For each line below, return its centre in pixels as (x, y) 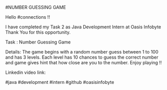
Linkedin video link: (26, 72)
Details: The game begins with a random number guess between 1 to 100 (82, 52)
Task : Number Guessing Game (38, 42)
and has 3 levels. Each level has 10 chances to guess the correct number (82, 57)
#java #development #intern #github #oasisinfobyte (60, 82)
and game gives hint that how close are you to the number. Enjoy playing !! (83, 62)
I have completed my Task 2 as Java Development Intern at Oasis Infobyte (83, 27)
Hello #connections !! (28, 17)
